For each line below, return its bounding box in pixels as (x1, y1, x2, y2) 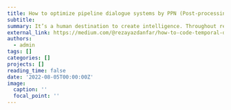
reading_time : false (7, 67, 67, 74)
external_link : (7, 29, 51, 36)
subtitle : (7, 16, 36, 23)
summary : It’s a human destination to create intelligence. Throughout (7, 23, 217, 29)
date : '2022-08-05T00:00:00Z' (7, 73, 94, 81)
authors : (7, 36, 32, 42)
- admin (13, 42, 36, 49)
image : (7, 80, 26, 87)
